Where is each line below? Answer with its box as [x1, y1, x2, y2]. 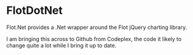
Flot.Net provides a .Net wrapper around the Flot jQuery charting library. [6, 24, 188, 31]
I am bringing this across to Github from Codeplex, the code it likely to [6, 35, 181, 42]
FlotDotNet [6, 4, 63, 18]
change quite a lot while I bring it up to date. [6, 42, 117, 49]
